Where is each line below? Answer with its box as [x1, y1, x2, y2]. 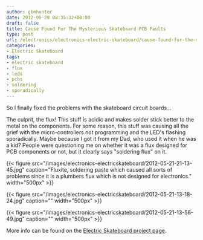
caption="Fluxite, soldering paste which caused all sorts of [26, 166, 173, 173]
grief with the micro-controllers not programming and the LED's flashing [6, 128, 186, 136]
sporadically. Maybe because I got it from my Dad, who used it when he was [6, 135, 196, 142]
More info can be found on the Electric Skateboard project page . [6, 227, 167, 234]
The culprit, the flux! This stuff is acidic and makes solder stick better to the [6, 115, 195, 123]
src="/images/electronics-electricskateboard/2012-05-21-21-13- [31, 160, 192, 167]
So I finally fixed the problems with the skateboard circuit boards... [6, 104, 172, 111]
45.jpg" [6, 166, 25, 173]
